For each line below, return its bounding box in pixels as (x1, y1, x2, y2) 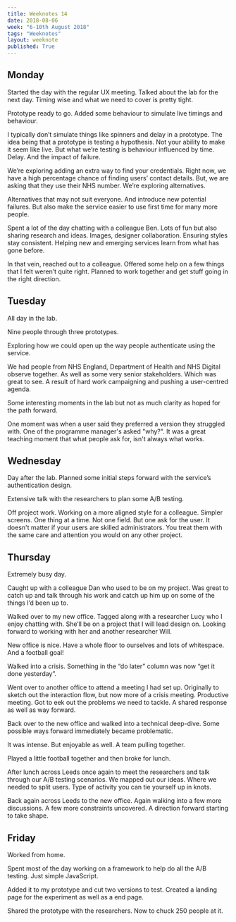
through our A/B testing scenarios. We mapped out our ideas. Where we (7, 775, 217, 784)
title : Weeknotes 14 (7, 10, 68, 18)
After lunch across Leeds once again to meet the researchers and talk (7, 768, 210, 776)
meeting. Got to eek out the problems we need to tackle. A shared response (7, 699, 228, 707)
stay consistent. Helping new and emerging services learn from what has (7, 238, 220, 247)
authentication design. (7, 481, 73, 490)
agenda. (7, 385, 32, 393)
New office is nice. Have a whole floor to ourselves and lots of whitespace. (7, 641, 225, 649)
